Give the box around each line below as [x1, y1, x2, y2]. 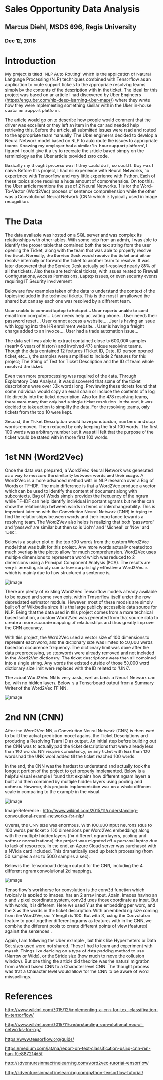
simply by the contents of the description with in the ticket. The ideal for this [5, 87, 158, 93]
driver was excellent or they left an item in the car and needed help [5, 122, 139, 128]
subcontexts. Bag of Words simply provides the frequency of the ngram [5, 493, 149, 499]
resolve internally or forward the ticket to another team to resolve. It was [5, 258, 150, 264]
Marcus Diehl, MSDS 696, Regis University [5, 23, 137, 31]
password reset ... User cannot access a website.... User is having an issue [5, 318, 155, 324]
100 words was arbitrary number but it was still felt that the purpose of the [5, 429, 154, 435]
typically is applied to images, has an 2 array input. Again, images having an [5, 892, 157, 898]
